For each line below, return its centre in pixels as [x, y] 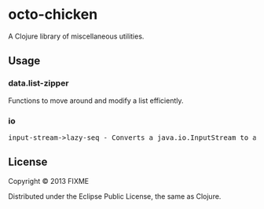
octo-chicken [53, 15]
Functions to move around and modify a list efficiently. [96, 101]
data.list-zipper [38, 83]
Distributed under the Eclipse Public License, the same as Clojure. [115, 196]
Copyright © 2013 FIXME [48, 181]
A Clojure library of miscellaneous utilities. [76, 36]
